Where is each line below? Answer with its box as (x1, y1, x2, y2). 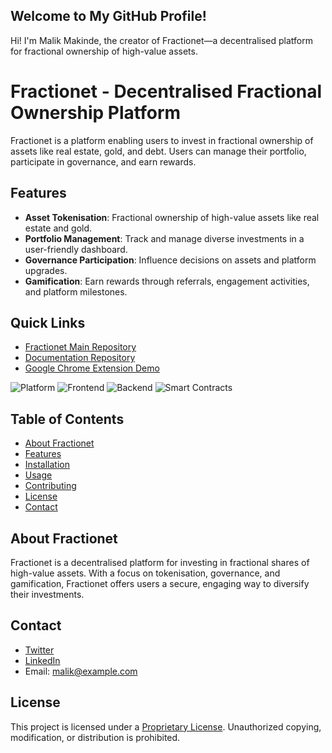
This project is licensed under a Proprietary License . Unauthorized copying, (10, 720, 322, 733)
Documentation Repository (24, 352, 136, 364)
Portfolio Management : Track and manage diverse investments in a (24, 232, 305, 244)
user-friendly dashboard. (24, 243, 128, 255)
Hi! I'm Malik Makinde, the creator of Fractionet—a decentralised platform (10, 34, 313, 46)
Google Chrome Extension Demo (24, 362, 160, 374)
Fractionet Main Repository (24, 341, 137, 353)
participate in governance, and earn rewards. (10, 155, 197, 168)
